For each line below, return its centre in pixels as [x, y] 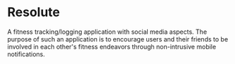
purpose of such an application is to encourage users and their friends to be [118, 39]
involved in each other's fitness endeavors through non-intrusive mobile [112, 46]
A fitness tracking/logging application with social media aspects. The [107, 32]
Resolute [34, 12]
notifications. [26, 54]
